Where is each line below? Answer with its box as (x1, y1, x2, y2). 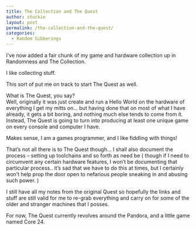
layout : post (6, 19, 38, 25)
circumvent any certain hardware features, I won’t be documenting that (6, 159, 177, 165)
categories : (6, 30, 35, 36)
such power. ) (6, 177, 39, 184)
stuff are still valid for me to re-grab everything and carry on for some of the (6, 194, 190, 201)
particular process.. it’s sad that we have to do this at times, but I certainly (6, 164, 184, 171)
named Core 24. (6, 218, 45, 225)
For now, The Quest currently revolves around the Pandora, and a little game (6, 212, 190, 219)
